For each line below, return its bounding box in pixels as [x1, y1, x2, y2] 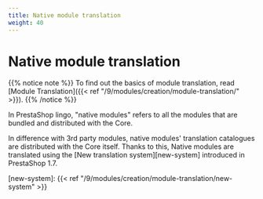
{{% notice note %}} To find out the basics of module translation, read [8, 78, 236, 88]
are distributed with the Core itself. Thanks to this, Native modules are [8, 142, 234, 151]
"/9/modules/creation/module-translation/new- [80, 174, 233, 183]
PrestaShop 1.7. [8, 158, 57, 168]
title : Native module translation [8, 11, 122, 20]
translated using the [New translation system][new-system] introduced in [8, 150, 245, 160]
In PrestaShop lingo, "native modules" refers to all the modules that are [8, 110, 238, 120]
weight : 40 [8, 19, 44, 27]
